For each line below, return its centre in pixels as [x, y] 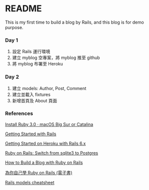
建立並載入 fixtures [31, 95]
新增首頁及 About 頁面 [35, 100]
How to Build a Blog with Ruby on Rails [44, 162]
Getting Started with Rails [31, 134]
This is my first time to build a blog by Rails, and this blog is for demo [74, 22]
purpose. [14, 27]
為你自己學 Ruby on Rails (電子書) [39, 172]
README [24, 9]
